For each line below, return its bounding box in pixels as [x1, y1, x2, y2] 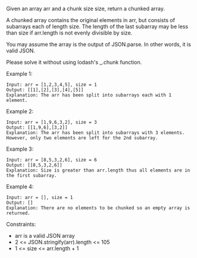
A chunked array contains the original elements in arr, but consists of [6, 17, 176, 23]
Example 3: [6, 145, 34, 153]
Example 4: [6, 183, 34, 190]
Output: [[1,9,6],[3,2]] [6, 125, 68, 130]
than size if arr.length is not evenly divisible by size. [6, 29, 133, 36]
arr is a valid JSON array [14, 232, 76, 239]
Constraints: [6, 220, 36, 228]
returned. [6, 210, 31, 216]
